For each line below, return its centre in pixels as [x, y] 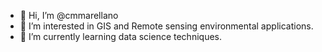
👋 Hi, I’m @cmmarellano [69, 15]
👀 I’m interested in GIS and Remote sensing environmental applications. [166, 26]
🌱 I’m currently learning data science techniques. [120, 36]
